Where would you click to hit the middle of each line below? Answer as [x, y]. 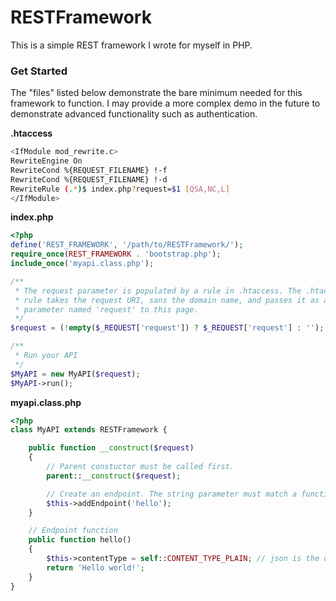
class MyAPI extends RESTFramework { [89, 430]
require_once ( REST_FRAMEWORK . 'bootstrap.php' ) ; [116, 254]
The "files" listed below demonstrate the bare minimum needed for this [156, 93]
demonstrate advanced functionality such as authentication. [134, 114]
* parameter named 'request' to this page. [106, 309]
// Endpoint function [73, 531]
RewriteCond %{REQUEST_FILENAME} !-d [89, 179]
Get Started [39, 71]
